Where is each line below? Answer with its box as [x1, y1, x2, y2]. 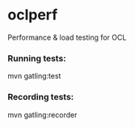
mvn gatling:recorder [7, 109, 78, 119]
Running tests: [7, 53, 66, 64]
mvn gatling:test [7, 71, 61, 81]
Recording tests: [7, 92, 74, 103]
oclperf [7, 6, 58, 24]
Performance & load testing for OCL [7, 32, 127, 42]
